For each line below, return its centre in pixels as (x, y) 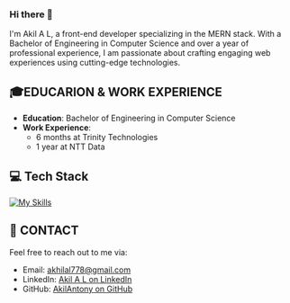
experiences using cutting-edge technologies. (95, 63)
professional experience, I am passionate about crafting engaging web (140, 53)
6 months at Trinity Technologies (97, 138)
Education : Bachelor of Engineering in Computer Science (129, 118)
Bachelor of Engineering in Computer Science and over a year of (129, 43)
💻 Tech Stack (49, 176)
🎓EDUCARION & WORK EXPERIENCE (116, 92)
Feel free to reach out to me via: (68, 252)
